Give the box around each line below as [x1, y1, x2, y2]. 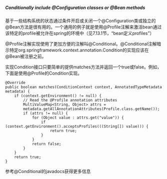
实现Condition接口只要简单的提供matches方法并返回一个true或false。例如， [5, 63, 161, 70]
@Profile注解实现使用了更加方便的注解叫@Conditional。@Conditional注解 [5, 40, 157, 46]
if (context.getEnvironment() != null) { [14, 93, 101, 98]
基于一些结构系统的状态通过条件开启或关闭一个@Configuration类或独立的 [5, 17, 156, 23]
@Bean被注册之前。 [5, 53, 46, 59]
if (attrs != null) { [23, 110, 68, 115]
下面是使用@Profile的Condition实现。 [5, 70, 82, 76]
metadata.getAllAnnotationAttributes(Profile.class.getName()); [23, 106, 160, 111]
